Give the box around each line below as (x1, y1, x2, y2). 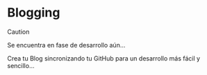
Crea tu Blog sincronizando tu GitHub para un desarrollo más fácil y (7, 54, 200, 63)
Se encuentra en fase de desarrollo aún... (7, 41, 126, 49)
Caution (7, 28, 30, 36)
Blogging (7, 5, 60, 21)
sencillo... (7, 61, 35, 69)
